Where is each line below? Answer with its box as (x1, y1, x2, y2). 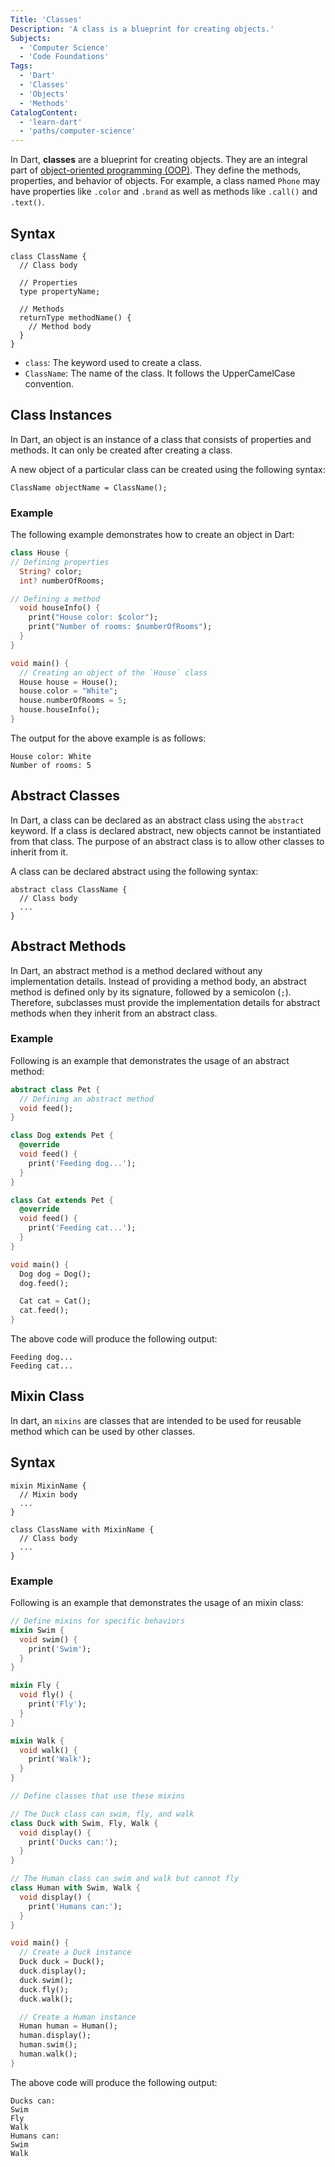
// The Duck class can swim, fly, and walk (10, 1809, 195, 1819)
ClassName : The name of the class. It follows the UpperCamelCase (24, 367, 296, 379)
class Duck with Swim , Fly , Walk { (10, 1818, 159, 1828)
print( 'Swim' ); (28, 1644, 92, 1654)
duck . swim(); (19, 1975, 74, 1985)
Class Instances (10, 407, 113, 424)
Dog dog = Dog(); (19, 1269, 92, 1279)
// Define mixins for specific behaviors (10, 1616, 186, 1626)
